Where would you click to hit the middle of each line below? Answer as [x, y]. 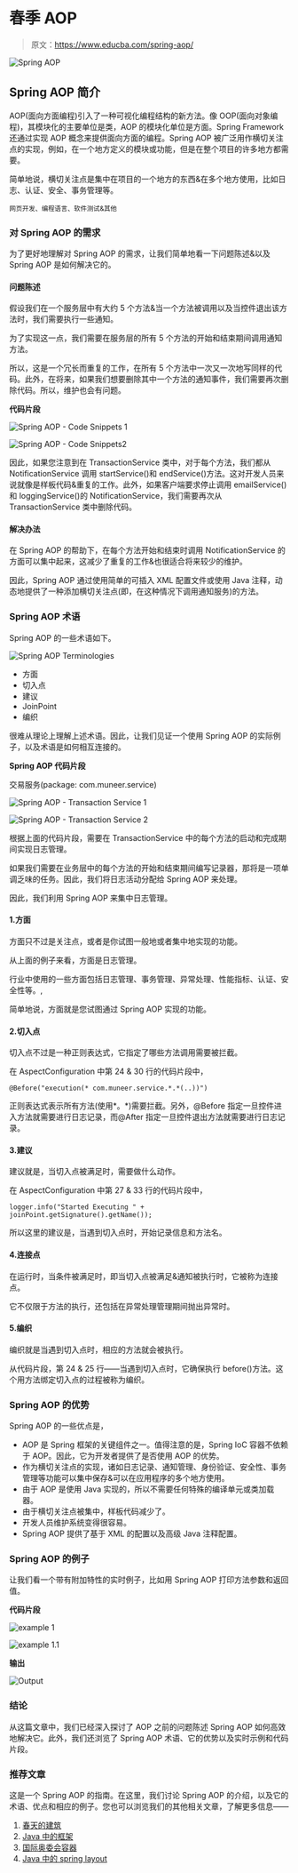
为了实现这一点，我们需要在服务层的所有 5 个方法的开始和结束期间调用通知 [146, 338]
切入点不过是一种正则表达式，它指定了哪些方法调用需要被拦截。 [125, 1053]
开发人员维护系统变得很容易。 [76, 1523]
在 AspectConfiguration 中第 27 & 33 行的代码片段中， [108, 1190]
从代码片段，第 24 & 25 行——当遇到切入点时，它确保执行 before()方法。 [143, 1368]
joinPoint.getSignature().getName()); [81, 1215]
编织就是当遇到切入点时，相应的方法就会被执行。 [98, 1349]
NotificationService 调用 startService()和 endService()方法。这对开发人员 [143, 474]
